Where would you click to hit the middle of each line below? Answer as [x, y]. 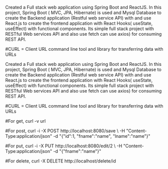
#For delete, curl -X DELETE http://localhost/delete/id [61, 161]
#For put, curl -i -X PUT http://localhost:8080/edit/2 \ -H [64, 146]
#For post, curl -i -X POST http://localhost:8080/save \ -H [65, 131]
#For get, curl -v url [25, 121]
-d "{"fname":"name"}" [77, 151]
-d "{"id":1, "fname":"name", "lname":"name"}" [102, 136]
